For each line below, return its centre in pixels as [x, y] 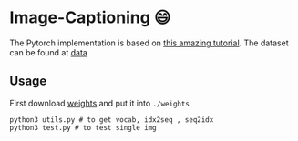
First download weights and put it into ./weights [99, 103]
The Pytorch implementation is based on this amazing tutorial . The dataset [149, 43]
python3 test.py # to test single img [83, 127]
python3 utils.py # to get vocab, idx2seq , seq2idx [112, 120]
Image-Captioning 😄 [90, 18]
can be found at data [49, 52]
